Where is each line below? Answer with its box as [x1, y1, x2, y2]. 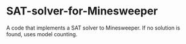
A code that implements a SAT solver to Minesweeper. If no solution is [6, 24, 181, 31]
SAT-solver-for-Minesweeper [6, 4, 158, 18]
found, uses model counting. [6, 30, 77, 37]
